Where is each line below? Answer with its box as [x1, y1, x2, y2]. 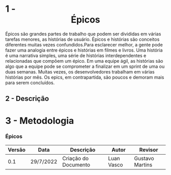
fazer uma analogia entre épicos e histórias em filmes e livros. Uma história [5, 47, 163, 53]
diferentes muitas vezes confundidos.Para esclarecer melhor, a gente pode [5, 41, 163, 47]
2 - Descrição [5, 94, 49, 103]
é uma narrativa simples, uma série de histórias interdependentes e [5, 52, 147, 59]
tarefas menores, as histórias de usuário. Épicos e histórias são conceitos [5, 36, 160, 42]
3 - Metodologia [5, 115, 74, 127]
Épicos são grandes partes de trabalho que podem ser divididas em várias [5, 31, 161, 37]
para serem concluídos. [5, 80, 55, 86]
